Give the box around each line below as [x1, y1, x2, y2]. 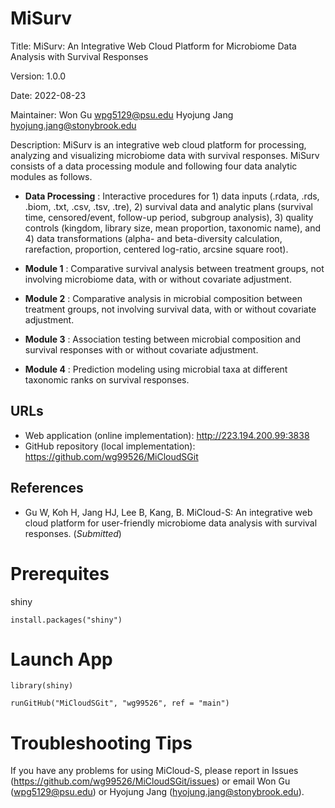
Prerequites [10, 562, 110, 585]
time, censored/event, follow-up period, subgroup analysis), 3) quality [24, 211, 314, 223]
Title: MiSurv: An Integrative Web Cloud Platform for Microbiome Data [10, 40, 297, 52]
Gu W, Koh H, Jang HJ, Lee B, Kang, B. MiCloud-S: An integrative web [24, 506, 313, 518]
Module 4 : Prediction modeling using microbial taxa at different [24, 363, 288, 375]
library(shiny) [10, 681, 74, 691]
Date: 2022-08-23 [10, 89, 87, 101]
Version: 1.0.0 [10, 70, 67, 82]
